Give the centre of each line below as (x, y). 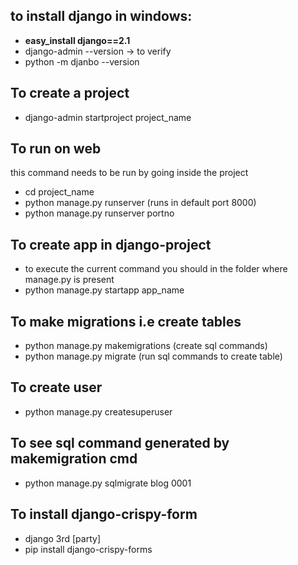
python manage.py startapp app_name (104, 290)
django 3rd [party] (62, 538)
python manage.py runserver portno (99, 213)
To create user (56, 387)
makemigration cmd (74, 459)
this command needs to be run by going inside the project (129, 173)
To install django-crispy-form (104, 514)
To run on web (56, 149)
